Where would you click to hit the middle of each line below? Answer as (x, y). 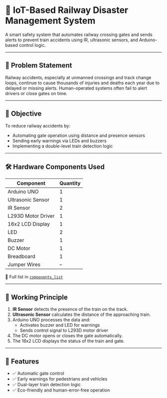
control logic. (33, 45)
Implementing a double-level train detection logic (63, 146)
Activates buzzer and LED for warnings (60, 325)
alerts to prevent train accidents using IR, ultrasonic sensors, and (72, 40)
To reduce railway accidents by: (38, 126)
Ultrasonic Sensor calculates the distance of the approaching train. (82, 315)
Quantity (70, 183)
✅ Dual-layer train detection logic (46, 385)
